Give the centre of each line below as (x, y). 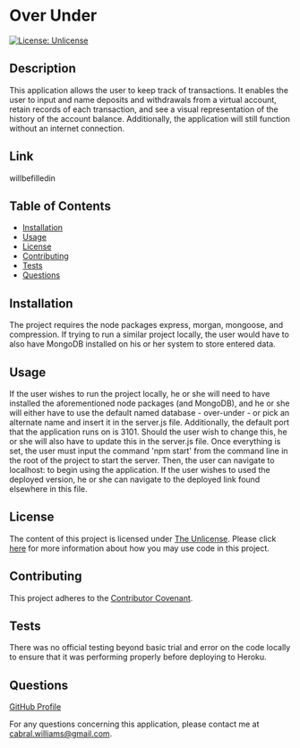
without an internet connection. (67, 128)
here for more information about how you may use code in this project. (140, 548)
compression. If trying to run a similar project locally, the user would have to (149, 335)
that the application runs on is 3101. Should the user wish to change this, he (149, 432)
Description (43, 69)
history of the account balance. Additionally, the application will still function (150, 118)
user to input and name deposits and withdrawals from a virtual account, (143, 99)
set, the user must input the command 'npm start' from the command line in (149, 451)
